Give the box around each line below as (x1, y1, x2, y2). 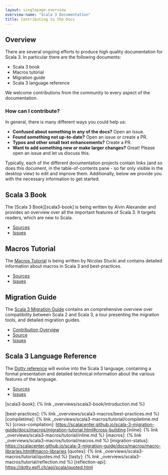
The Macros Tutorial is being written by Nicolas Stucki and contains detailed (5, 258, 162, 264)
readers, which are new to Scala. (5, 215, 73, 221)
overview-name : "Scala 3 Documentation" (5, 12, 91, 17)
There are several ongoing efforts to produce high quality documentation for (5, 49, 163, 55)
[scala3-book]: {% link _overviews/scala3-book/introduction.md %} (5, 401, 145, 407)
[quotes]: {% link (67, 448, 102, 454)
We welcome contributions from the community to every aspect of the (5, 90, 150, 96)
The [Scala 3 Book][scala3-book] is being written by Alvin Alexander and (5, 204, 156, 210)
